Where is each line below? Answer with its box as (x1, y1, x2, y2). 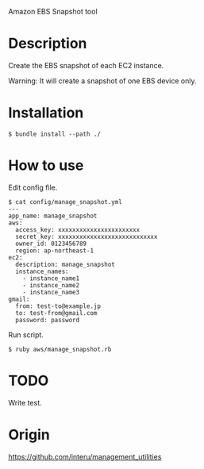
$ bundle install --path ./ (8, 130, 102, 138)
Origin (8, 425, 50, 444)
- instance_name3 (22, 288, 80, 296)
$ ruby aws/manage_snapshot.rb (8, 345, 112, 353)
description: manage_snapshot (15, 260, 115, 268)
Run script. (8, 329, 44, 340)
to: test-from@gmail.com (15, 309, 98, 317)
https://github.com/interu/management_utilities (8, 452, 162, 461)
